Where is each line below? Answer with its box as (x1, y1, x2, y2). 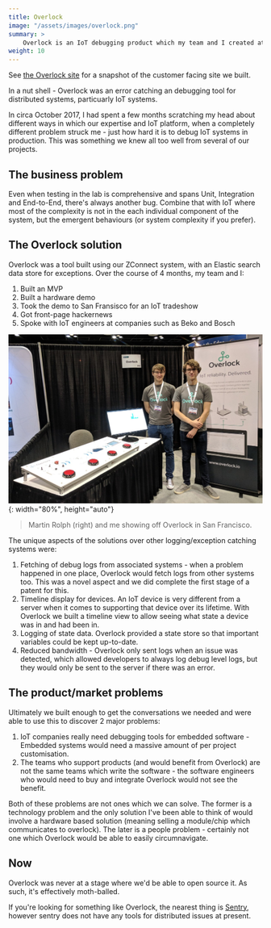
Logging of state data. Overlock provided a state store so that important (19, 628, 259, 637)
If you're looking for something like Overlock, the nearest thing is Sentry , (8, 902, 249, 912)
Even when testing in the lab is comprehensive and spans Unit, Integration (8, 189, 255, 199)
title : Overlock (8, 13, 63, 21)
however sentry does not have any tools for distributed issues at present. (8, 910, 252, 920)
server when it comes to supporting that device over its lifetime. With (19, 602, 250, 612)
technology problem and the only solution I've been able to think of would (8, 807, 253, 817)
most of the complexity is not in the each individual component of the (8, 206, 240, 215)
